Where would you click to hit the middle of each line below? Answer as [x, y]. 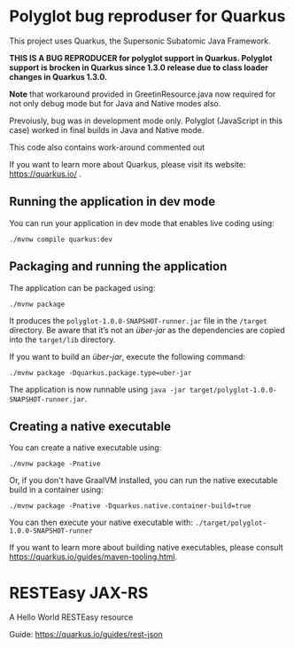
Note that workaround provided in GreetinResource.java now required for [143, 94]
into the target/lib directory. [62, 340]
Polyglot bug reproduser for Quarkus [147, 16]
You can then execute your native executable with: [101, 523]
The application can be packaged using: [82, 288]
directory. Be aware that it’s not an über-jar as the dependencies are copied [147, 330]
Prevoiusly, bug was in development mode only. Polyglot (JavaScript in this [146, 121]
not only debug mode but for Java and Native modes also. [115, 103]
